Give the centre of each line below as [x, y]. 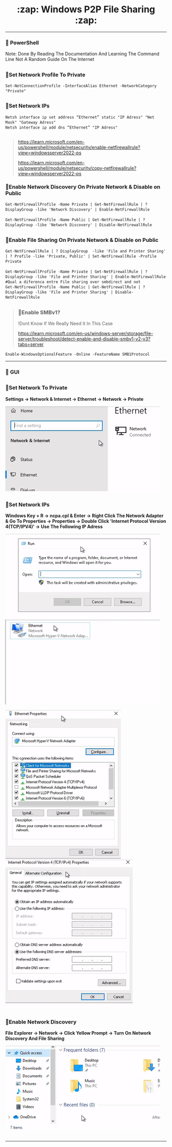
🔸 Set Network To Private [36, 388]
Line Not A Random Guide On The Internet [50, 59]
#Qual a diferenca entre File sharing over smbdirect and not [73, 282]
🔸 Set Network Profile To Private [45, 74]
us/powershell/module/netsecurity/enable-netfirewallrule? [79, 148]
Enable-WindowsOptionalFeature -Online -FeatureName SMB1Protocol [78, 354]
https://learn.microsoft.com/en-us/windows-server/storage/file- [85, 333]
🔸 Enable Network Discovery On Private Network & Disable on [83, 187]
